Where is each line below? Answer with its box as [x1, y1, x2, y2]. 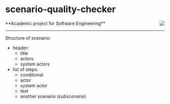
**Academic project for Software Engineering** [5, 20, 106, 26]
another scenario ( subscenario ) [20, 93, 87, 99]
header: [12, 45, 29, 51]
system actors [20, 61, 50, 67]
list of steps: [12, 66, 38, 72]
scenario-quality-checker [5, 4, 116, 15]
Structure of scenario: [5, 34, 51, 41]
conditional [20, 72, 44, 78]
